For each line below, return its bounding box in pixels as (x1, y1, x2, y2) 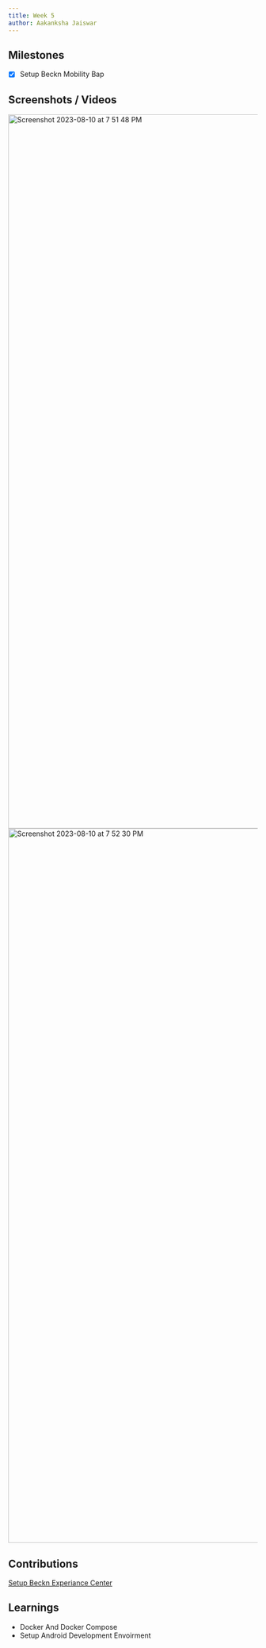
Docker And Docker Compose (19, 1622, 118, 1631)
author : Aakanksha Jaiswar (8, 19, 97, 27)
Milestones (8, 48, 65, 62)
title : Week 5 (8, 11, 55, 20)
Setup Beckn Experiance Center (8, 1578, 113, 1588)
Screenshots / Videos (8, 93, 117, 106)
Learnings (8, 1601, 59, 1615)
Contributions (8, 1557, 78, 1570)
